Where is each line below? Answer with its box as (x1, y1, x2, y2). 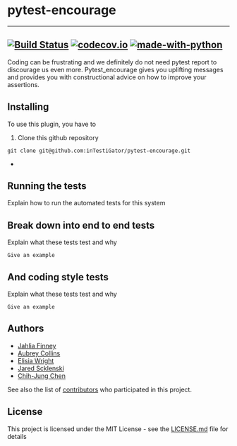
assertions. (7, 80, 40, 88)
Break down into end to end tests (7, 219, 155, 231)
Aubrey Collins (17, 349, 61, 358)
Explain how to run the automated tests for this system (7, 199, 166, 207)
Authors (7, 323, 44, 335)
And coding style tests (7, 271, 109, 283)
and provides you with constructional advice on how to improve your (7, 73, 207, 81)
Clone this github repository (17, 133, 99, 142)
